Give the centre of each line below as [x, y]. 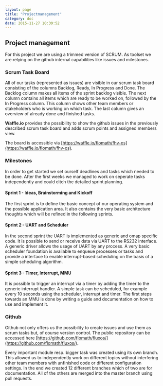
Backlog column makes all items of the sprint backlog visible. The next [76, 93]
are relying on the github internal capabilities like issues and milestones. [77, 60]
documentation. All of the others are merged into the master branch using [79, 373]
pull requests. [19, 378]
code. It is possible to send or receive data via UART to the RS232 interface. [81, 241]
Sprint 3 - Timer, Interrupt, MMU [38, 273]
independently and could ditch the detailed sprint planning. [64, 182]
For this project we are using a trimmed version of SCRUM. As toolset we [78, 54]
